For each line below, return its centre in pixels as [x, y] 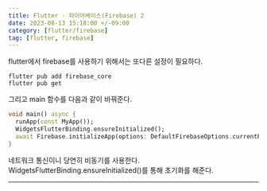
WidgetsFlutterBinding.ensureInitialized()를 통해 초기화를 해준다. [111, 170]
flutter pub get [35, 84]
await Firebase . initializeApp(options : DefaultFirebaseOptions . [124, 136]
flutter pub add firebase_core [60, 76]
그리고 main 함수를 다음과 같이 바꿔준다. [70, 99]
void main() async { [43, 115]
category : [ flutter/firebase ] [58, 30]
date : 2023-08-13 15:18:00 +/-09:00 [69, 23]
